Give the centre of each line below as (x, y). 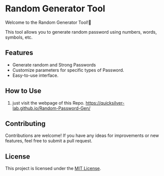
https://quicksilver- (105, 103)
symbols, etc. (19, 37)
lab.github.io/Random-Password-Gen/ (51, 108)
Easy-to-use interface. (35, 75)
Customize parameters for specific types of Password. (68, 70)
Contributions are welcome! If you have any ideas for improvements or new (82, 136)
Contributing (25, 124)
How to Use (23, 91)
